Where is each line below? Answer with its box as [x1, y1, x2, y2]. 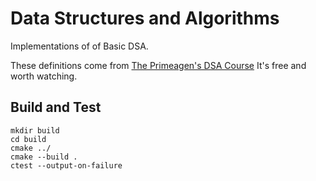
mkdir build [10, 125, 60, 136]
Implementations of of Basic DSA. [10, 40, 149, 52]
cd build [10, 134, 47, 144]
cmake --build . [10, 152, 78, 162]
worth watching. [10, 70, 78, 82]
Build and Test [10, 99, 102, 116]
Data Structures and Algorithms [10, 7, 280, 30]
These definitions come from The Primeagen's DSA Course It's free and [10, 59, 307, 71]
